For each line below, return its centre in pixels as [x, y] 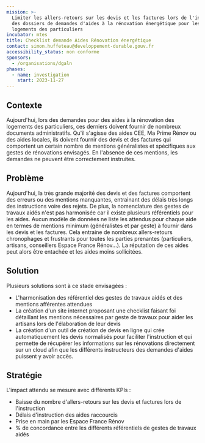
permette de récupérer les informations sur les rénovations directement [105, 343]
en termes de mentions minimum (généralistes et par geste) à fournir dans [100, 225]
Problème [25, 178]
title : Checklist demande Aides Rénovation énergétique [79, 40]
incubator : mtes [27, 35]
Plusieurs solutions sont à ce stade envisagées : [67, 286]
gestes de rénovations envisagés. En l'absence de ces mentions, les [92, 152]
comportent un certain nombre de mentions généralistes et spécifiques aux [101, 146]
